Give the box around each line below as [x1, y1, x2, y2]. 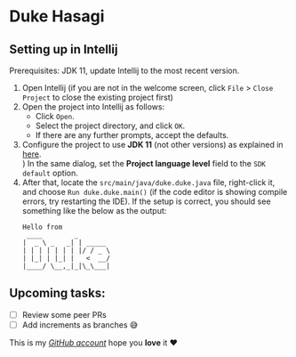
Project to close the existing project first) [21, 92, 173, 102]
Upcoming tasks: [9, 286, 106, 301]
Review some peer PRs [21, 309, 107, 320]
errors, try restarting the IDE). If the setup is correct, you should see [21, 196, 271, 207]
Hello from [21, 223, 63, 231]
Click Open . [35, 111, 75, 121]
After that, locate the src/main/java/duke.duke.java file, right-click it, [21, 177, 276, 188]
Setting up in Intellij [9, 42, 118, 57]
